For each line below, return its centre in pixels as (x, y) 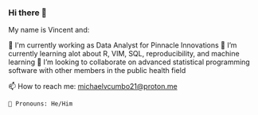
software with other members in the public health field (97, 71)
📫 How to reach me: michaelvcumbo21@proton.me (93, 86)
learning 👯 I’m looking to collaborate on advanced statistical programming (129, 62)
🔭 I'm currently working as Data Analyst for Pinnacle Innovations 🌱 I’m (123, 45)
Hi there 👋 (28, 13)
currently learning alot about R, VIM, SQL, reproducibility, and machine (124, 54)
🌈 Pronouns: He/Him (41, 104)
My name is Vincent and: (49, 30)
